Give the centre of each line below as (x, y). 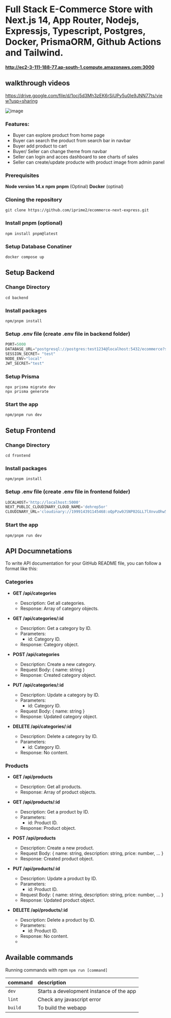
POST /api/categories (36, 654)
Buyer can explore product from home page (59, 135)
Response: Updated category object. (59, 716)
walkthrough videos (38, 83)
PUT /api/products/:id (36, 869)
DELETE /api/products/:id (40, 910)
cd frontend (18, 456)
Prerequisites (22, 175)
